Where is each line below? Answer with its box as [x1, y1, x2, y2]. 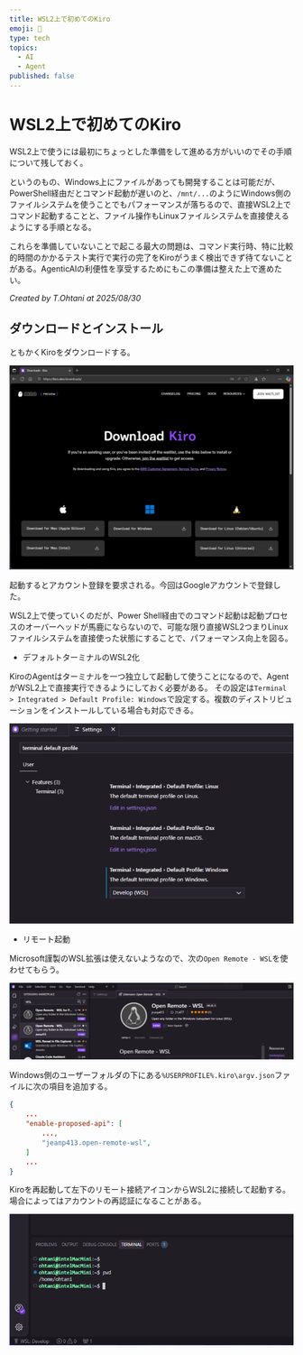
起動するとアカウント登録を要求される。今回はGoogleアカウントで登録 [9, 579, 273, 590]
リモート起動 [22, 934, 70, 945]
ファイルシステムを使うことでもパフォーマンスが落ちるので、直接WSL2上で [9, 198, 291, 209]
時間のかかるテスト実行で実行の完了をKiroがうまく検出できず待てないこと [16, 252, 293, 263]
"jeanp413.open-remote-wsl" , [41, 1138, 151, 1148]
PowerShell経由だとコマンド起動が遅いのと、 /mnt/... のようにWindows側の [9, 188, 291, 198]
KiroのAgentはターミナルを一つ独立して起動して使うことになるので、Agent [9, 670, 289, 681]
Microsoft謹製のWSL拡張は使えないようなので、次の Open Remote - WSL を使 [9, 953, 289, 964]
